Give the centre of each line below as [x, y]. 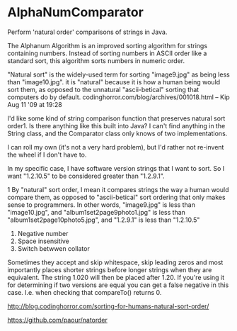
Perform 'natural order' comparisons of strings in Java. [87, 32]
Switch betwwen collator [53, 248]
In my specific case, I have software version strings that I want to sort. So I [116, 168]
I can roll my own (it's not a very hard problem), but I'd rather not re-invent [116, 147]
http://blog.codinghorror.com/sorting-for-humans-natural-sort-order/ [108, 306]
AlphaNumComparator [75, 12]
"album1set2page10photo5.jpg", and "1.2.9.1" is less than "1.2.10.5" [104, 220]
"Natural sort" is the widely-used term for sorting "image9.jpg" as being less [118, 74]
